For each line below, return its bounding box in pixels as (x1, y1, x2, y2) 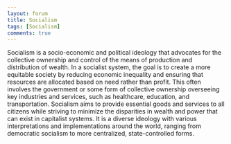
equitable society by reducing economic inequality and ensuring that (7, 71, 203, 79)
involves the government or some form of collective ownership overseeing (7, 85, 220, 93)
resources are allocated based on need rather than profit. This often (7, 78, 201, 87)
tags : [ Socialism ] (7, 23, 60, 30)
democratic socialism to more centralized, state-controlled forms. (7, 129, 194, 138)
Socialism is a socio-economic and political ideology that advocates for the (7, 48, 222, 57)
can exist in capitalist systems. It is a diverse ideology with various (7, 115, 197, 123)
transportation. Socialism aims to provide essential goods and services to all (7, 100, 225, 108)
